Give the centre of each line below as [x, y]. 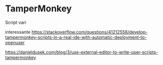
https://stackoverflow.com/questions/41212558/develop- [90, 32]
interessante [18, 32]
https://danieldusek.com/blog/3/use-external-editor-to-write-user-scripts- [81, 52]
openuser [15, 42]
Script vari [16, 22]
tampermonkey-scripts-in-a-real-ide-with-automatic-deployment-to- [76, 37]
